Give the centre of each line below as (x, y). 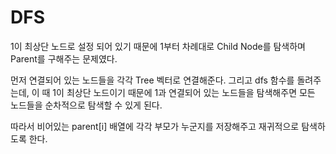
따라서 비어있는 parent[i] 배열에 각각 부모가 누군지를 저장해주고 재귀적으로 (155, 126)
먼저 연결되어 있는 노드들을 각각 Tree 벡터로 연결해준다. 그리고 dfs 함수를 (152, 80)
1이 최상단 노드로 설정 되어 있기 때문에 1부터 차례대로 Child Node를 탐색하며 (158, 46)
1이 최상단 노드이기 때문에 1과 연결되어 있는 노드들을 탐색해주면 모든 (184, 92)
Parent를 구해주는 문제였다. (64, 58)
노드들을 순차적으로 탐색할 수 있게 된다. (86, 105)
